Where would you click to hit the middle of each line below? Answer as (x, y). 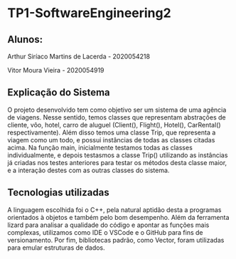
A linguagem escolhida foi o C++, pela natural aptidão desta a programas (114, 210)
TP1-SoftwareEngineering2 (90, 13)
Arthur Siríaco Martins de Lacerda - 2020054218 (79, 56)
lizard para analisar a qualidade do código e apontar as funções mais (108, 225)
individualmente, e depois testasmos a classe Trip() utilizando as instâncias (118, 155)
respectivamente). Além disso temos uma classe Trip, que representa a (112, 132)
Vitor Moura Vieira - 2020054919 (56, 70)
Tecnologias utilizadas (58, 192)
